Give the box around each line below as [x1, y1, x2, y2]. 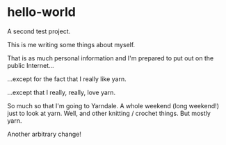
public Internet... [7, 61, 54, 69]
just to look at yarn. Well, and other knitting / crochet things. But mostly [7, 109, 211, 117]
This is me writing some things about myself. [7, 40, 136, 49]
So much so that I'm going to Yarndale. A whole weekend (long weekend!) [7, 101, 219, 110]
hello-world [7, 4, 76, 20]
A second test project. [7, 27, 71, 35]
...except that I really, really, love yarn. [7, 88, 116, 96]
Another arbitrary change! [7, 130, 82, 138]
